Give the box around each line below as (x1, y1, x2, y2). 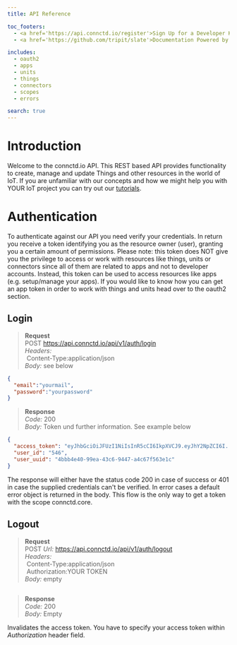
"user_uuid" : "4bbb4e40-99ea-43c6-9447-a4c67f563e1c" (13, 456, 175, 463)
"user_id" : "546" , (13, 449, 68, 456)
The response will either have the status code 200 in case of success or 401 (7, 475, 229, 484)
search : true (7, 107, 46, 115)
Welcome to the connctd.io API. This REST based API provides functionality (7, 162, 227, 170)
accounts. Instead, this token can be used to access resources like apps (7, 270, 217, 278)
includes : (7, 49, 37, 57)
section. (7, 292, 31, 300)
